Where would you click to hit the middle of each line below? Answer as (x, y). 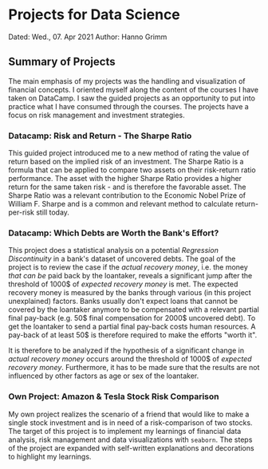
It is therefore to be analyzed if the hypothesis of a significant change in (126, 351)
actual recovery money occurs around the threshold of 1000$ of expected (130, 359)
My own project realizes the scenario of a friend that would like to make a (129, 414)
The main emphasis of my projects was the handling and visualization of (127, 81)
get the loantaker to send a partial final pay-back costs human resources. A (132, 327)
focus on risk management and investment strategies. (97, 115)
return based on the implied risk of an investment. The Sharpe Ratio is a (126, 162)
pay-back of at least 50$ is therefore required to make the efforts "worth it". (133, 335)
